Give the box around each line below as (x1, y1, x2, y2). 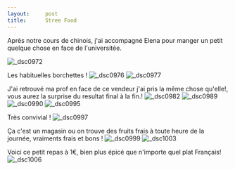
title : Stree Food (7, 17, 77, 24)
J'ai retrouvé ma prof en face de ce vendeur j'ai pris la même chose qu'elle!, (7, 84, 229, 93)
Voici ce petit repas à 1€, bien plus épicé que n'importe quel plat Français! (7, 148, 222, 156)
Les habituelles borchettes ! (7, 71, 88, 79)
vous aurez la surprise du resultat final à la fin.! (7, 92, 143, 100)
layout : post (7, 10, 58, 18)
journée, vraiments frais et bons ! (7, 134, 103, 143)
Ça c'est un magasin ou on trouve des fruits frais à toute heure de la (7, 126, 205, 135)
